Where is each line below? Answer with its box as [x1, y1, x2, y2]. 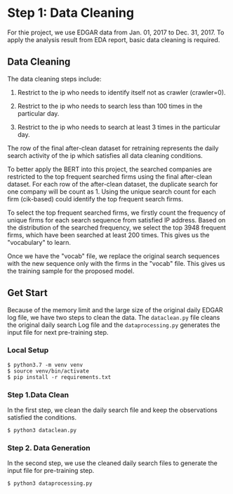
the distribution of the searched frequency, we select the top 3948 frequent [7, 223, 227, 232]
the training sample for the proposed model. [7, 267, 135, 275]
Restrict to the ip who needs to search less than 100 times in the [17, 102, 203, 110]
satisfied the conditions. [7, 413, 77, 422]
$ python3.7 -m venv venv [7, 361, 83, 368]
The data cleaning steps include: [7, 74, 102, 83]
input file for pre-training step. [7, 467, 95, 475]
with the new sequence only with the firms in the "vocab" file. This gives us [7, 259, 226, 267]
